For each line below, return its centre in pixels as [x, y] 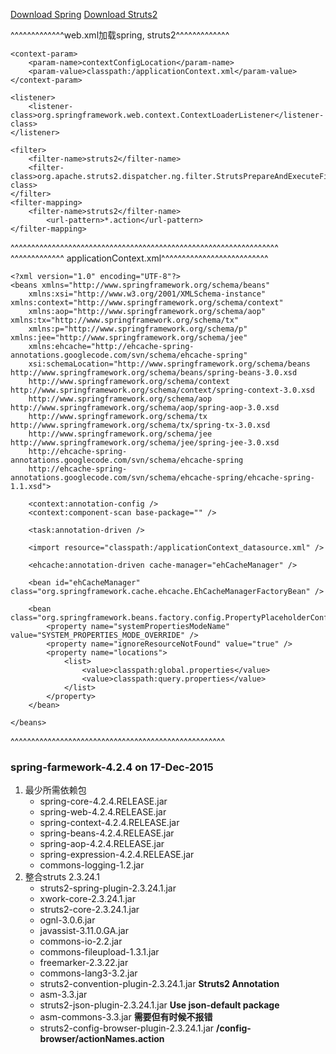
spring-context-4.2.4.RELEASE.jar [109, 823]
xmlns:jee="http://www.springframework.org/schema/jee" [129, 338]
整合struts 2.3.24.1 [62, 877]
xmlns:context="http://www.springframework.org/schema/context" [147, 303]
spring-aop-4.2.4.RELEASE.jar [102, 844]
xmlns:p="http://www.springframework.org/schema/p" [138, 329]
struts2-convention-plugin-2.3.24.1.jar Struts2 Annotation [159, 984]
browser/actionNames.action [102, 1039]
